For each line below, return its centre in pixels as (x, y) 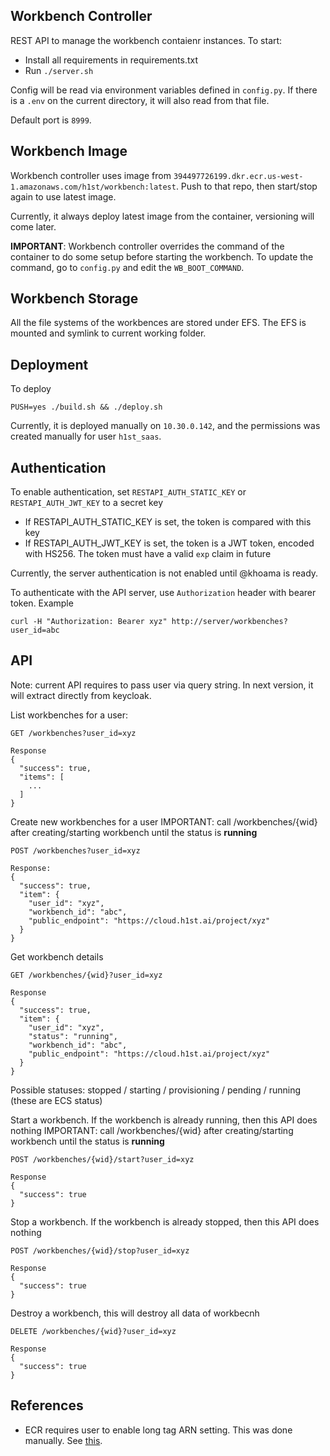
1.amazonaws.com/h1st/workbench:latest (93, 187)
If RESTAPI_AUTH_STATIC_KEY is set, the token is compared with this (168, 522)
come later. (33, 226)
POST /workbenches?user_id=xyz (75, 850)
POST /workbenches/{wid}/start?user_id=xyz (102, 1159)
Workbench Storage (74, 299)
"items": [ (42, 777)
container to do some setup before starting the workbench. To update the (162, 256)
